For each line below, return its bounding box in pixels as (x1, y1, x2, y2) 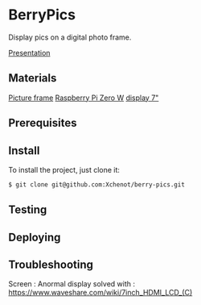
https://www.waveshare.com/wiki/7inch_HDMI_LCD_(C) (8, 288, 193, 298)
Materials (8, 71, 57, 86)
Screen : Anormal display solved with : (8, 279, 135, 289)
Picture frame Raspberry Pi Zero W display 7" (8, 93, 159, 102)
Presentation (8, 48, 51, 57)
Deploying (8, 230, 61, 244)
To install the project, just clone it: (8, 165, 121, 174)
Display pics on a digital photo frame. (8, 32, 132, 42)
